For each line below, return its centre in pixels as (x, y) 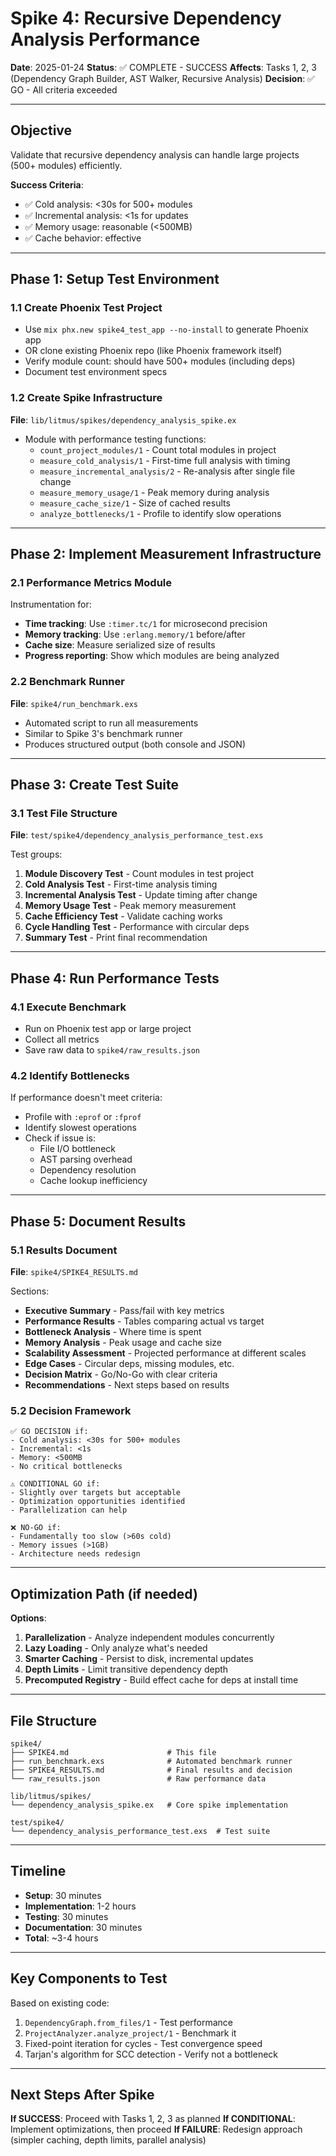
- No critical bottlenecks (66, 1467)
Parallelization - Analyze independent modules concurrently (149, 1638)
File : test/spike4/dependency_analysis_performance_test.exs (137, 835)
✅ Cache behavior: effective (83, 238)
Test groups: (36, 854)
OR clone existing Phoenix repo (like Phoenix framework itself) (153, 351)
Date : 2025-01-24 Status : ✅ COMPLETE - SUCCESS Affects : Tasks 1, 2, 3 (163, 67)
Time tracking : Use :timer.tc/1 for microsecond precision (146, 624)
